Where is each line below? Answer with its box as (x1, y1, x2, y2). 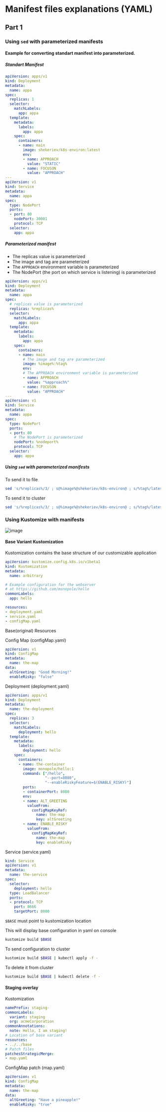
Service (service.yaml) (5, 849, 51, 855)
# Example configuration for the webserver (5, 582, 96, 587)
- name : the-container (18, 761, 65, 767)
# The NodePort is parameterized (14, 435, 83, 440)
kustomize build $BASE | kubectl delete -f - (5, 974, 100, 979)
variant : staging (9, 1015, 45, 1020)
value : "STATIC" (27, 161, 61, 166)
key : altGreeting (36, 817, 72, 822)
